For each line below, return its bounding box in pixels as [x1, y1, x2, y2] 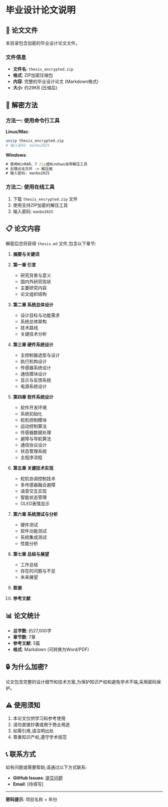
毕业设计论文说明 [5, 4, 76, 16]
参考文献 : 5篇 [12, 640, 40, 646]
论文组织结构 [20, 291, 47, 297]
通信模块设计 [20, 371, 47, 377]
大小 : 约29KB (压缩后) [12, 85, 58, 91]
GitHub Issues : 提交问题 [12, 775, 63, 781]
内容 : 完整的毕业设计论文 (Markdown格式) [12, 78, 99, 85]
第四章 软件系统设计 [12, 394, 54, 400]
